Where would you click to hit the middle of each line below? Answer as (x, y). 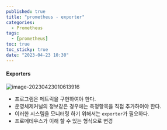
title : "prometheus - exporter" (45, 17)
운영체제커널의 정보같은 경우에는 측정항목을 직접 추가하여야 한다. (88, 106)
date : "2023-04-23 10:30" (37, 55)
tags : (13, 33)
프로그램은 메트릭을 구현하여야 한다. (55, 99)
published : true (26, 11)
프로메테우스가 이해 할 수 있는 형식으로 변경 (64, 121)
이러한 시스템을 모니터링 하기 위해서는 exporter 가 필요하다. (82, 113)
